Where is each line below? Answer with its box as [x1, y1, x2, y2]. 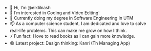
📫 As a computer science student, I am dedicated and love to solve [9, 21, 147, 26]
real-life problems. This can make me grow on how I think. [9, 27, 127, 33]
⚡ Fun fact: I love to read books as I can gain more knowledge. [9, 33, 135, 39]
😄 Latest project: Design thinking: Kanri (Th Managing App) [9, 40, 130, 46]
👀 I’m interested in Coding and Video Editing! [9, 10, 100, 16]
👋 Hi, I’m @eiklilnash [9, 5, 51, 10]
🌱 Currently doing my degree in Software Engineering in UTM [9, 15, 133, 21]
